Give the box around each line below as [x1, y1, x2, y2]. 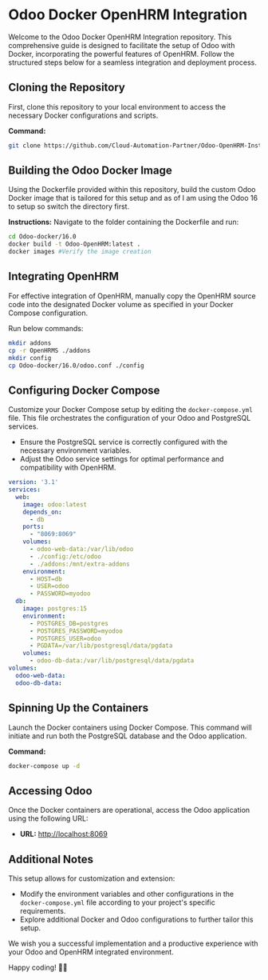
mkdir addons [8, 338, 52, 347]
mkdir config [8, 354, 52, 362]
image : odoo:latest [22, 500, 88, 509]
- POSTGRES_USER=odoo [29, 634, 102, 642]
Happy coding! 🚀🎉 [8, 962, 68, 972]
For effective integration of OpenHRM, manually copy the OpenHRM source [8, 290, 257, 301]
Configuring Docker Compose [8, 383, 160, 397]
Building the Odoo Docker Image [8, 164, 173, 178]
